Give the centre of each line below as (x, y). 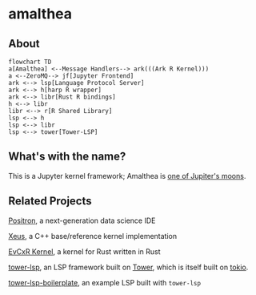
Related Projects (50, 201)
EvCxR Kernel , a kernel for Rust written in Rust (85, 251)
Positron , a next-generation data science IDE (82, 220)
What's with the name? (67, 157)
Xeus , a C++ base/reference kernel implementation (93, 236)
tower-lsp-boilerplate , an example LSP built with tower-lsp (105, 282)
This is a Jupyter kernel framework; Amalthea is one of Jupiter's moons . (127, 176)
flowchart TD (30, 62)
